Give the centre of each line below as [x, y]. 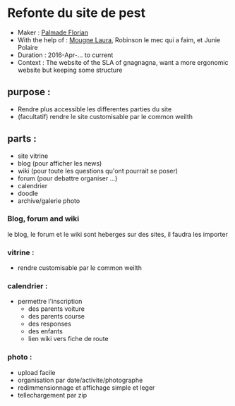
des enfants [46, 331]
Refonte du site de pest [77, 13]
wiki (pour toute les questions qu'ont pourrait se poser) [98, 171]
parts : [22, 139]
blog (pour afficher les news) [60, 163]
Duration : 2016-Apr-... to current [65, 55]
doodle [28, 193]
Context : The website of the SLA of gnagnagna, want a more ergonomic [123, 62]
